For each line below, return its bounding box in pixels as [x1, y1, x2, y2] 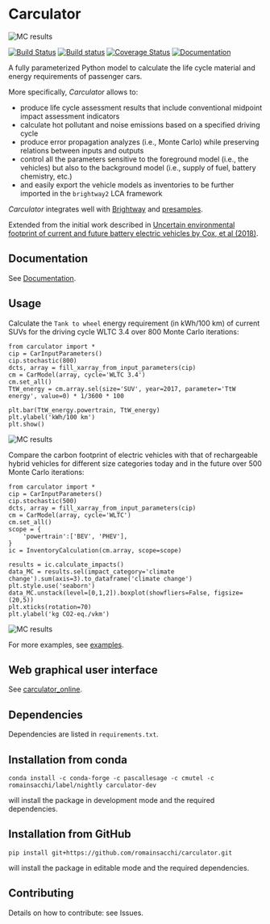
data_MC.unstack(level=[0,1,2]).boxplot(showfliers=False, [8, 589, 211, 597]
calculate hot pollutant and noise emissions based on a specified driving [19, 120, 260, 129]
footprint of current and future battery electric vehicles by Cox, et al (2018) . [8, 228, 259, 238]
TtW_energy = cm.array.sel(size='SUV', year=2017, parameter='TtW [8, 384, 236, 393]
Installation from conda [8, 753, 127, 766]
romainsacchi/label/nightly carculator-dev [8, 781, 157, 789]
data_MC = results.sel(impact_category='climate [8, 567, 175, 576]
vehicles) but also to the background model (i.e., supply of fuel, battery [19, 162, 256, 172]
